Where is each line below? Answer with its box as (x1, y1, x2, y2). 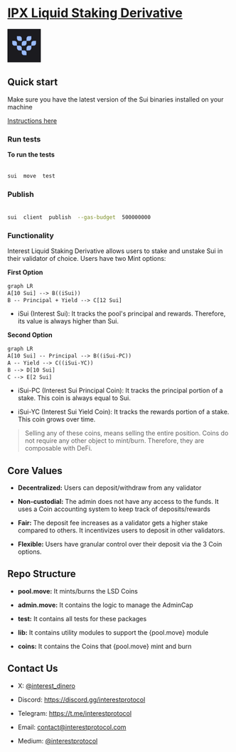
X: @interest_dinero (17, 681, 76, 690)
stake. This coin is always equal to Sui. (17, 394, 132, 402)
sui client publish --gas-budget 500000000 (7, 213, 151, 221)
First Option (7, 268, 43, 276)
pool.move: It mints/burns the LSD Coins (17, 586, 139, 595)
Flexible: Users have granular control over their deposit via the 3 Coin (17, 539, 222, 548)
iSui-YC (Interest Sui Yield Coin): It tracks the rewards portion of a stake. (17, 407, 230, 417)
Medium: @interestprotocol (17, 736, 98, 745)
